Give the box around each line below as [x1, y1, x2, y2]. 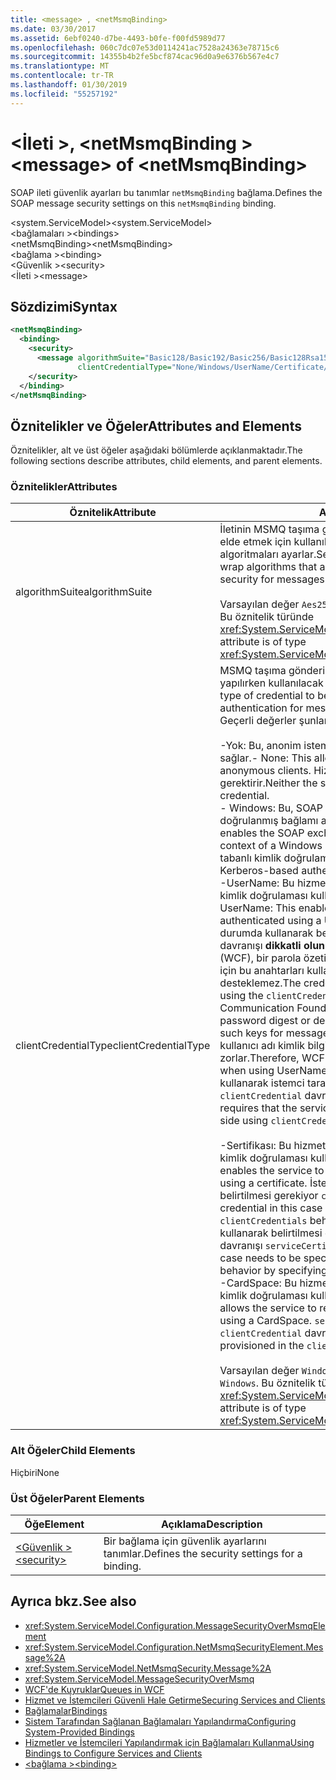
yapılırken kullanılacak [219, 676, 324, 690]
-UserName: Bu [219, 876, 295, 890]
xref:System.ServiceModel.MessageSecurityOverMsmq [24, 1672, 255, 1685]
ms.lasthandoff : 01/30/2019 [10, 80, 128, 90]
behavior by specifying [219, 1264, 328, 1278]
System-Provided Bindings [24, 1726, 135, 1738]
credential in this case [219, 1201, 323, 1215]
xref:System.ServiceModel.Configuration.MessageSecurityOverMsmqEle [24, 1619, 326, 1631]
